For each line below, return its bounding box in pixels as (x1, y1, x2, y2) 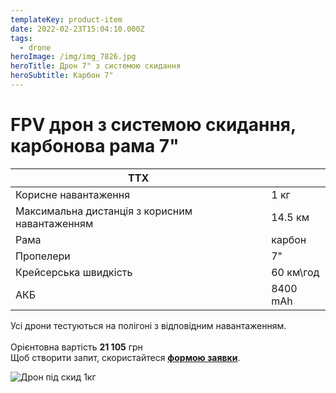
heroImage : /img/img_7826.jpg (10, 52, 137, 62)
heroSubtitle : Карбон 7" (10, 71, 114, 81)
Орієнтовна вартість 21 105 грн (10, 341, 143, 353)
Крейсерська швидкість (15, 265, 133, 279)
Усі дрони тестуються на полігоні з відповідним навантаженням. (10, 319, 287, 331)
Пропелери (15, 249, 71, 263)
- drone (19, 42, 52, 53)
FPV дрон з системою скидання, (10, 114, 297, 136)
